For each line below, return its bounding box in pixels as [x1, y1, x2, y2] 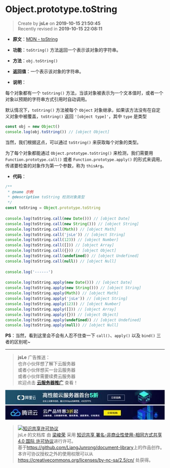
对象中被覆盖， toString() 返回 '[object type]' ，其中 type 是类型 [9, 113, 147, 119]
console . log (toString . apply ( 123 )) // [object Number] [5, 301, 121, 307]
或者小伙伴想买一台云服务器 [17, 367, 76, 373]
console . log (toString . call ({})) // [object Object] [5, 248, 116, 253]
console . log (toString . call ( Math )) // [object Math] [5, 227, 116, 232]
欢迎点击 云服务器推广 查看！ [17, 379, 78, 386]
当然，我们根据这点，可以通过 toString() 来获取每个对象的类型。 [5, 139, 142, 145]
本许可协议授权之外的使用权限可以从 [17, 451, 94, 457]
